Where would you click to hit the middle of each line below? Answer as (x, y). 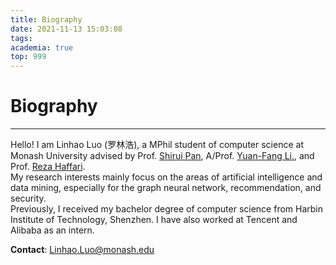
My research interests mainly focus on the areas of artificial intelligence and (166, 177)
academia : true (42, 47)
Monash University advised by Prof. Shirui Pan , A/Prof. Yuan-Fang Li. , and (162, 156)
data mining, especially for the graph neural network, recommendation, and (166, 188)
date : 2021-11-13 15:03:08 (66, 29)
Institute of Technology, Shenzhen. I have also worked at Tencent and (154, 220)
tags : (21, 38)
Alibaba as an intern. (52, 230)
